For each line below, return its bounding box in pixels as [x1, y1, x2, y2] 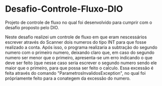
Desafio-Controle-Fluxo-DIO [5, 3, 123, 15]
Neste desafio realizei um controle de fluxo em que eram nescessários [5, 34, 147, 40]
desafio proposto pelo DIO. [5, 24, 60, 30]
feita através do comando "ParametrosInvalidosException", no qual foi [5, 70, 146, 76]
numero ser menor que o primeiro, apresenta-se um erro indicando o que [5, 54, 153, 60]
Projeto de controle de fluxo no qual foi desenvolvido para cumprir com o [5, 19, 152, 25]
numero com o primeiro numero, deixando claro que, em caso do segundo [5, 50, 155, 55]
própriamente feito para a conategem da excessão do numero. [5, 75, 131, 81]
